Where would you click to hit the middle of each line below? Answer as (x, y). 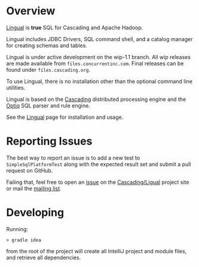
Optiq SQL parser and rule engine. (48, 105)
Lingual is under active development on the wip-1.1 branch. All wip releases (99, 57)
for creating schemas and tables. (47, 45)
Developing (35, 213)
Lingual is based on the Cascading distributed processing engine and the (96, 99)
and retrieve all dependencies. (44, 257)
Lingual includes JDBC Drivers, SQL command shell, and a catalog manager (99, 39)
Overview (31, 11)
